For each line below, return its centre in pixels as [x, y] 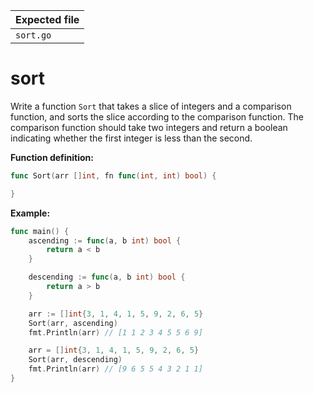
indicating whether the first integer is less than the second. [131, 138]
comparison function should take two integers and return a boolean [149, 127]
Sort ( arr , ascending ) [73, 323]
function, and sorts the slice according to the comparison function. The [157, 116]
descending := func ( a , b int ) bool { [107, 277]
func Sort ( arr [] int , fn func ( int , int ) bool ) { [113, 175]
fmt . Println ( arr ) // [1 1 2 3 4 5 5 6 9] [115, 332]
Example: [30, 213]
